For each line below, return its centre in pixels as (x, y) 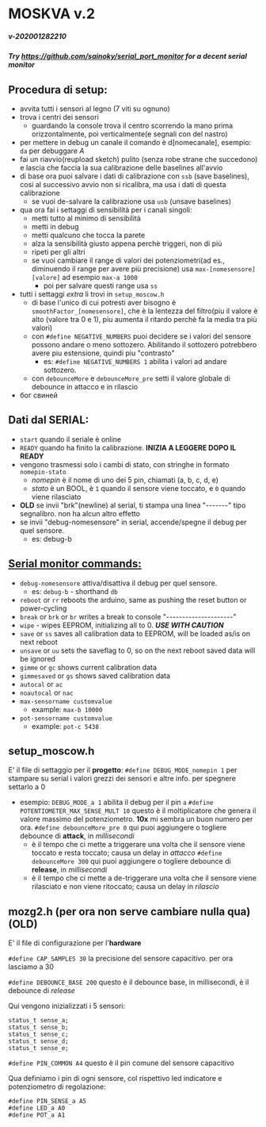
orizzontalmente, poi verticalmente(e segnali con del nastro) (129, 134)
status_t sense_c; (38, 1035)
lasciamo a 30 (31, 967)
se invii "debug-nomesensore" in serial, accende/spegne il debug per (133, 522)
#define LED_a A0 (37, 1108)
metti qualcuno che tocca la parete (88, 235)
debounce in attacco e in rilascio (85, 386)
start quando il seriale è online (70, 439)
